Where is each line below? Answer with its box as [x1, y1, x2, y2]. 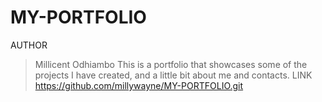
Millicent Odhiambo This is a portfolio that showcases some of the [34, 58, 308, 70]
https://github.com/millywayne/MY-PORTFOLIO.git [34, 79, 244, 91]
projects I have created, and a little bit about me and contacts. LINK [34, 69, 313, 81]
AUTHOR [10, 39, 48, 51]
